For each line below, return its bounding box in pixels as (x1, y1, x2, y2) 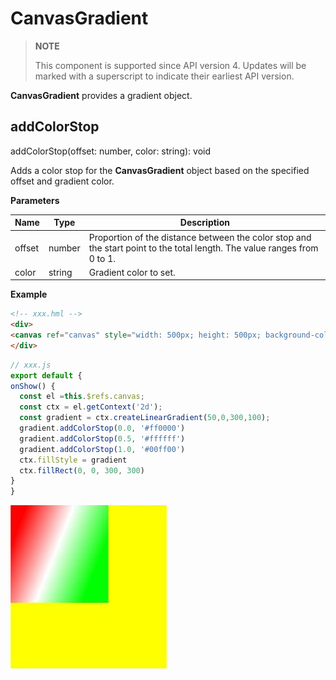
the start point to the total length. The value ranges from (88, 242, 319, 254)
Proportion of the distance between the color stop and (88, 231, 312, 243)
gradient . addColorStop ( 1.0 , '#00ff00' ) (19, 444, 186, 454)
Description (179, 217, 230, 229)
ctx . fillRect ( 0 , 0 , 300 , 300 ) (19, 465, 145, 476)
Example (10, 288, 48, 301)
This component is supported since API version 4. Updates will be (34, 59, 307, 71)
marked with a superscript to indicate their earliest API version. (34, 70, 295, 82)
